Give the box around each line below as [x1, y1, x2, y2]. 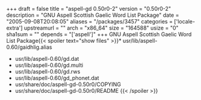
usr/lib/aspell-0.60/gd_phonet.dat [15, 75, 99, 81]
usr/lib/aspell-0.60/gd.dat [15, 55, 79, 62]
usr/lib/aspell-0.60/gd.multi [15, 61, 84, 69]
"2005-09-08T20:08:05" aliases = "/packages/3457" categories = [6, 18, 173, 25]
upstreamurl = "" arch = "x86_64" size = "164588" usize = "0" [24, 24, 179, 31]
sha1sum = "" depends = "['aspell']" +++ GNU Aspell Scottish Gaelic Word [6, 31, 192, 38]
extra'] [6, 24, 23, 31]
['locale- [174, 18, 196, 25]
